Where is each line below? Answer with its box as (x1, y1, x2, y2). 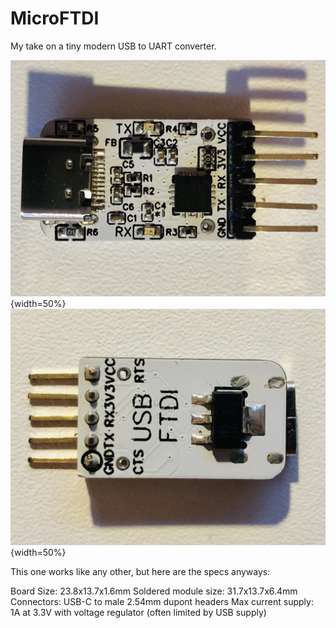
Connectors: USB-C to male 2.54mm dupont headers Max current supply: (10, 596, 314, 608)
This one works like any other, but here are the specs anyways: (10, 566, 271, 578)
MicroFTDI (10, 7, 100, 30)
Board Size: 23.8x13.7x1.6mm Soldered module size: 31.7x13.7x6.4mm (10, 585, 298, 597)
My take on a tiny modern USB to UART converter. (10, 40, 217, 52)
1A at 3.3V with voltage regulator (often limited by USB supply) (10, 607, 267, 619)
